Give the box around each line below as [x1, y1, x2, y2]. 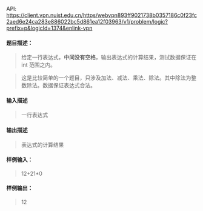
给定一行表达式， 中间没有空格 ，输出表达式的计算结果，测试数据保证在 [21, 54, 197, 61]
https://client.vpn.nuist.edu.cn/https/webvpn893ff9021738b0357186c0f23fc [6, 12, 198, 19]
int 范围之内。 [21, 61, 56, 69]
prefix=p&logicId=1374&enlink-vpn [6, 24, 93, 32]
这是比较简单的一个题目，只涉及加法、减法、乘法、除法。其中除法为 [21, 74, 191, 81]
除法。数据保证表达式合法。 [26, 82, 96, 89]
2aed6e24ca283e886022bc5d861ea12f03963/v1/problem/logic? [6, 18, 168, 25]
